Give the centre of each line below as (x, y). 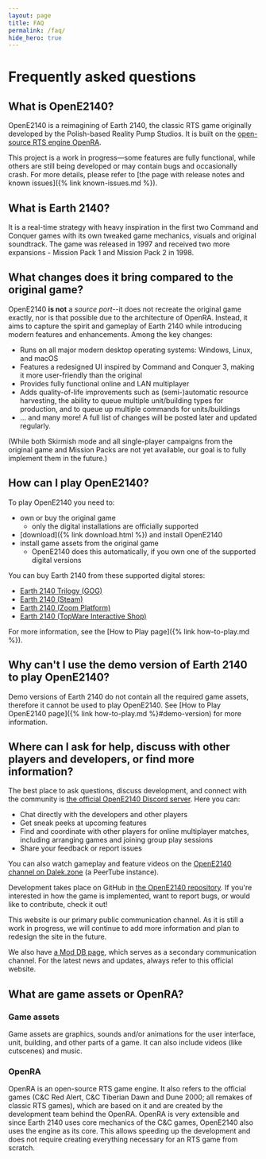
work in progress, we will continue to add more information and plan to (124, 928)
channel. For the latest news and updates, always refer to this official (121, 961)
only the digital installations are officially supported (115, 526)
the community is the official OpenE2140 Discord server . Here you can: (124, 799)
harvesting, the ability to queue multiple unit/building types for (121, 400)
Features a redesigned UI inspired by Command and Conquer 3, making (137, 366)
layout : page (30, 16)
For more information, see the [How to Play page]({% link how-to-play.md (129, 631)
